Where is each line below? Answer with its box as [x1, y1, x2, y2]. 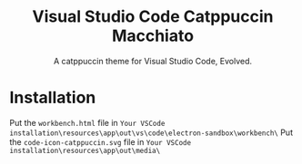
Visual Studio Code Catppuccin [32, 6, 274, 27]
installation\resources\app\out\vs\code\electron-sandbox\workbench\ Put [9, 127, 294, 138]
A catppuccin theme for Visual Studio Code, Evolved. [53, 55, 253, 66]
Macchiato [112, 25, 194, 46]
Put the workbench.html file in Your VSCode [9, 117, 166, 128]
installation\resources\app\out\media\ [9, 146, 161, 155]
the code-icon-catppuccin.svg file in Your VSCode [9, 136, 192, 147]
